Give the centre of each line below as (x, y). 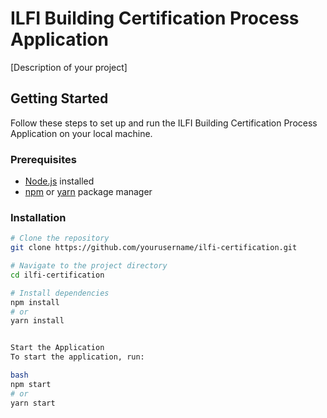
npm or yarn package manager (88, 192)
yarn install (37, 321)
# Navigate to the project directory (89, 266)
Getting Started (59, 98)
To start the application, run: (77, 357)
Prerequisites (43, 159)
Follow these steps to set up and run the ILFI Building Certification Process (164, 123)
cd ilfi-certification (57, 275)
